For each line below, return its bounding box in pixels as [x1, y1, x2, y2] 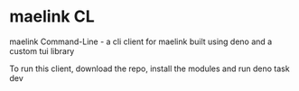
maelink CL [9, 6, 95, 27]
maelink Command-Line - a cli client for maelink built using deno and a [9, 36, 273, 47]
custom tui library [9, 45, 75, 56]
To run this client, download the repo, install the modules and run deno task [9, 63, 291, 74]
